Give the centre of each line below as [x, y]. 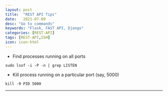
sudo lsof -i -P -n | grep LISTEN [41, 65]
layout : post [19, 10]
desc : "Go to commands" [30, 24]
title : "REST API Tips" [31, 14]
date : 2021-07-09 [25, 19]
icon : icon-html [22, 42]
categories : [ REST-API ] [30, 33]
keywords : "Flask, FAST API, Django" [44, 28]
